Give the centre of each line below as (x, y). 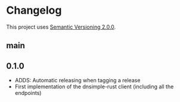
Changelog (34, 10)
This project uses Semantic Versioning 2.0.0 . (61, 27)
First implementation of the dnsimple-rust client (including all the (94, 86)
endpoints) (28, 93)
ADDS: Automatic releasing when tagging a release (77, 81)
